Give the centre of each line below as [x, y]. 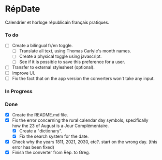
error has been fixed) [33, 147]
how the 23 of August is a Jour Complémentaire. [60, 126]
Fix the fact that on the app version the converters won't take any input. [83, 78]
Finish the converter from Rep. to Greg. [51, 152]
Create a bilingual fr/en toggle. [42, 46]
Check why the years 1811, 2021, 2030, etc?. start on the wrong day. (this [85, 142]
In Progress [19, 91]
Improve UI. [23, 73]
